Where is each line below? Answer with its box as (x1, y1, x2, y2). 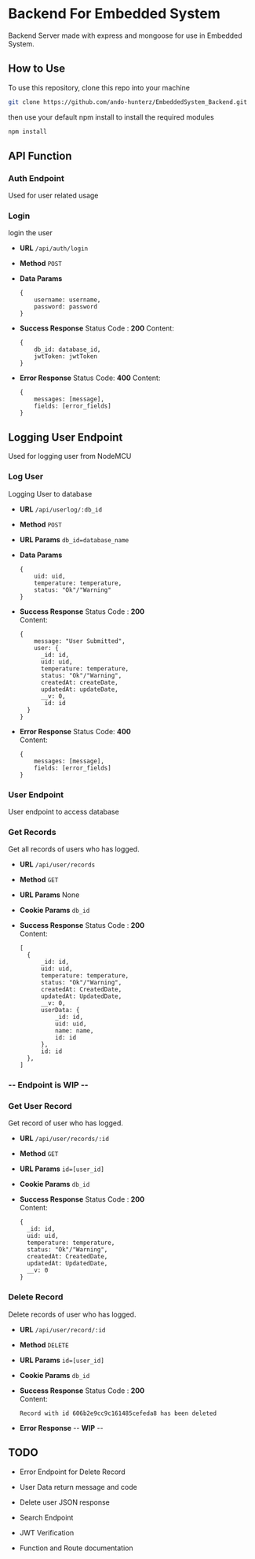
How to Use (8, 62, 66, 76)
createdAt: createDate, (40, 678, 119, 686)
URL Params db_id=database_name (19, 534, 129, 544)
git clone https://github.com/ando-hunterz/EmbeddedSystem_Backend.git (8, 98, 247, 106)
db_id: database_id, (34, 345, 101, 354)
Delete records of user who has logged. (8, 1310, 137, 1319)
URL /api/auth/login (19, 243, 89, 253)
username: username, (34, 296, 101, 304)
